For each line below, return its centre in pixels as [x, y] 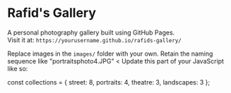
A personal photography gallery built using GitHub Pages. [91, 32]
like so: [18, 68]
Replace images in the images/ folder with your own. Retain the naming [110, 54]
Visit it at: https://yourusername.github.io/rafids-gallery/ [94, 39]
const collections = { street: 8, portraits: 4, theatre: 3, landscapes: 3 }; [109, 82]
